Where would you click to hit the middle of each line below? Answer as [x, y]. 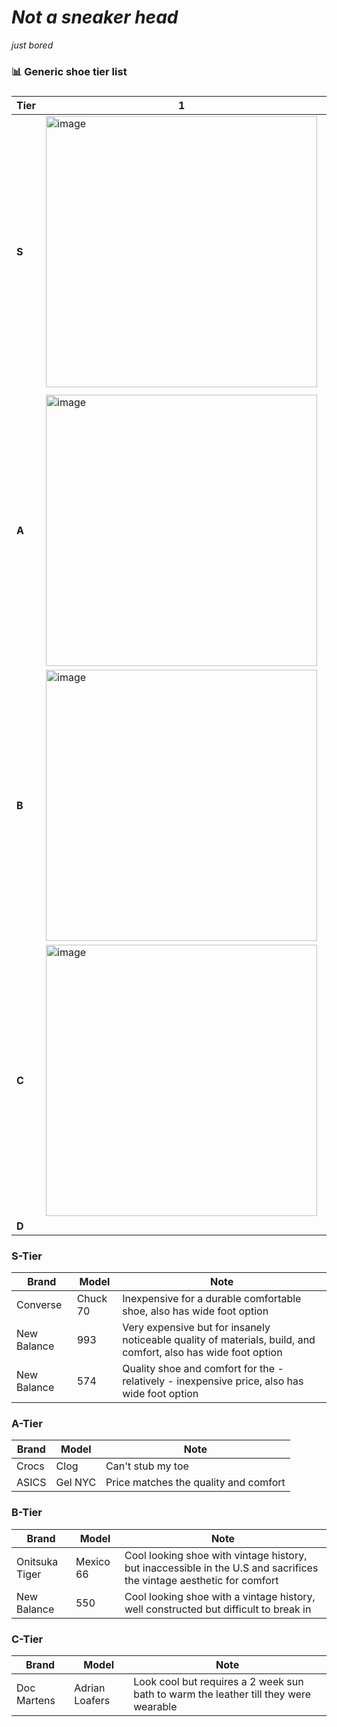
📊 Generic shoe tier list [69, 71]
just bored [32, 45]
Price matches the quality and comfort [195, 1483]
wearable [155, 1706]
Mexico [93, 1561]
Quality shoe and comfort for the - [203, 1369]
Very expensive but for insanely [196, 1328]
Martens [36, 1700]
